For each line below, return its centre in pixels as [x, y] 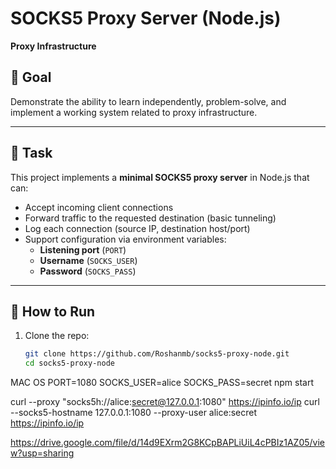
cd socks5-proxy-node [69, 363]
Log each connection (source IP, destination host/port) [137, 228]
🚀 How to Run [53, 311]
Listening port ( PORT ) [83, 249]
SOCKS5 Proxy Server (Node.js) [146, 18]
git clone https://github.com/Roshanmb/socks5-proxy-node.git [157, 354]
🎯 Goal [31, 77]
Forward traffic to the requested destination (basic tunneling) [150, 218]
